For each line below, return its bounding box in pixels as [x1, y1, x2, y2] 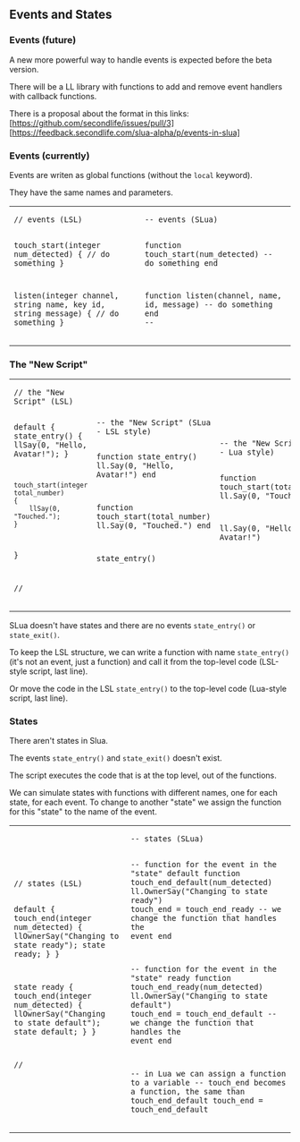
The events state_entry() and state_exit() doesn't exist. [9, 753, 223, 763]
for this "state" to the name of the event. [9, 806, 158, 817]
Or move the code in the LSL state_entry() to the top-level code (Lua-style [9, 683, 287, 694]
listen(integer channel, [13, 291, 120, 301]
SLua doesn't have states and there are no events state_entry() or [9, 619, 256, 630]
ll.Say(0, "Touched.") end [96, 521, 212, 531]
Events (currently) [9, 149, 90, 162]
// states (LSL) [13, 879, 83, 889]
